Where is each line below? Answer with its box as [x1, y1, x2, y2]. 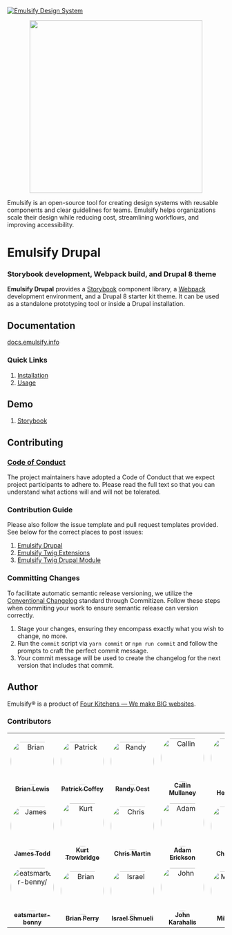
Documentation [7, 320, 76, 331]
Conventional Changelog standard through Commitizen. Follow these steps [7, 596, 221, 604]
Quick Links [7, 356, 48, 365]
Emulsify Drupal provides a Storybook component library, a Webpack [7, 285, 206, 293]
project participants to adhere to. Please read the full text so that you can [7, 481, 215, 489]
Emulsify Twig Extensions [17, 549, 90, 557]
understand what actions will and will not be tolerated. [7, 488, 161, 497]
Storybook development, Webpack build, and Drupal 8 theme [7, 269, 217, 279]
